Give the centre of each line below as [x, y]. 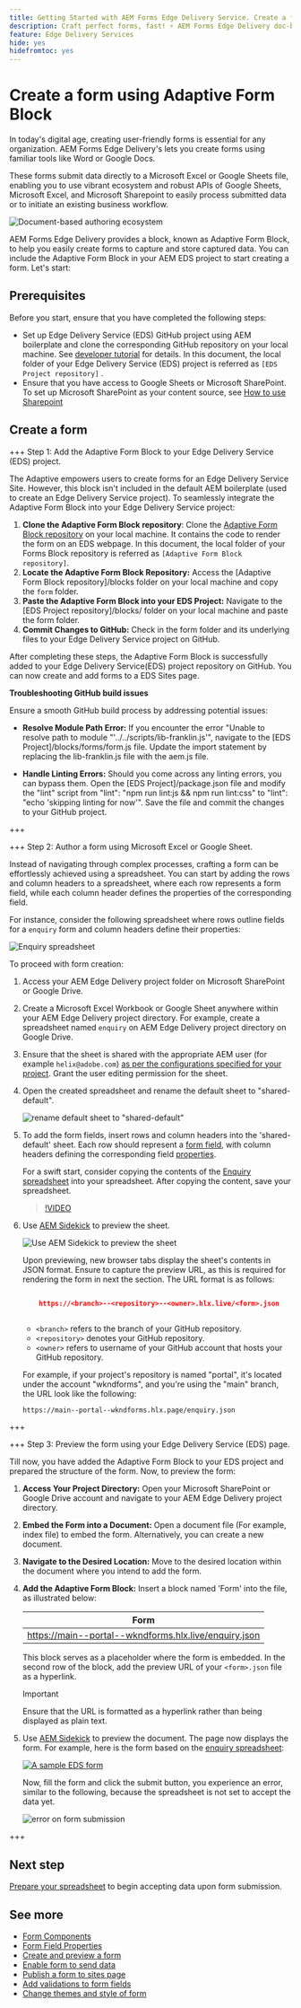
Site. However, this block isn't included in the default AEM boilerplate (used [148, 488]
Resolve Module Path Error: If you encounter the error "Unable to [144, 727]
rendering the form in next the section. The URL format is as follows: [148, 1279]
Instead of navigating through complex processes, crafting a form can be [144, 864]
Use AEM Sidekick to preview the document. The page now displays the [155, 1739]
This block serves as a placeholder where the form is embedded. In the [154, 1658]
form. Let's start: [40, 268]
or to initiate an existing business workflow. [89, 205]
